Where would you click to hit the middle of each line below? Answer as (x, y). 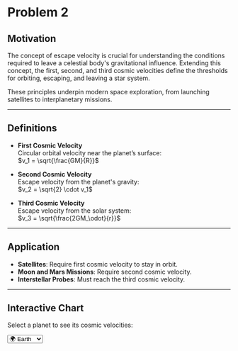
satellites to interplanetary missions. (60, 99)
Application (34, 247)
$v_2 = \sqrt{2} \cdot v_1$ (55, 189)
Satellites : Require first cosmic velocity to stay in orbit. (98, 264)
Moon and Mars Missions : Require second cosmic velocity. (104, 272)
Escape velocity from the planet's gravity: (78, 182)
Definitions (32, 128)
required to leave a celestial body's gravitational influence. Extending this (114, 63)
